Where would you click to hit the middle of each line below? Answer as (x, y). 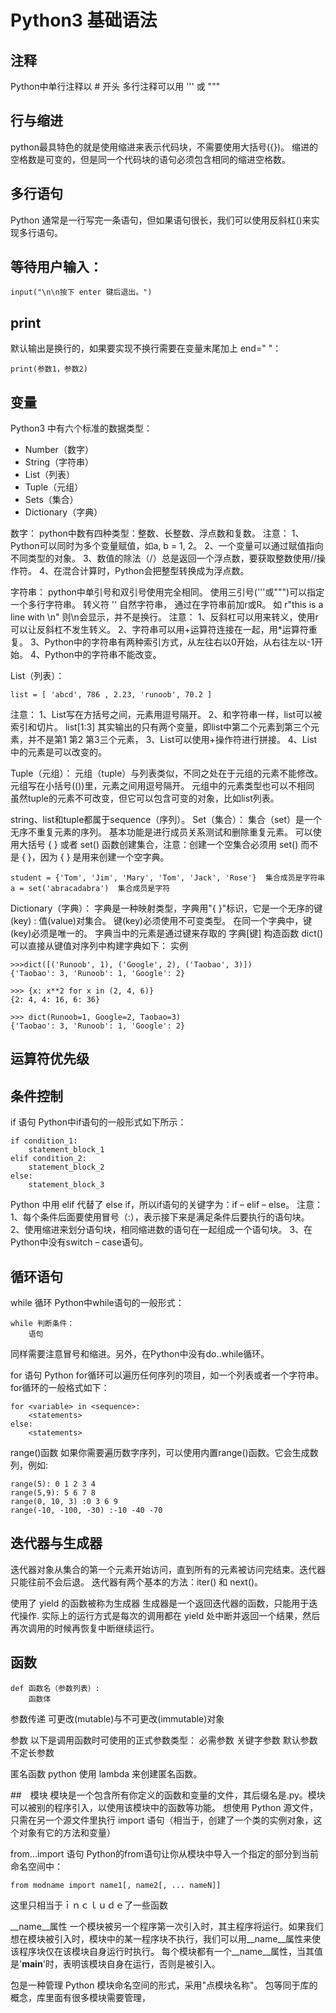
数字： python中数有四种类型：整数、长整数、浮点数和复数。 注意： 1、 (157, 533)
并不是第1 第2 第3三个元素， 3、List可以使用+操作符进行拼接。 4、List (172, 740)
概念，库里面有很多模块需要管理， (80, 1997)
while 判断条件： (42, 1324)
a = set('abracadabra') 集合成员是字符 (90, 889)
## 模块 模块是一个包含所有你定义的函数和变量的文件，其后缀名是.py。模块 (168, 1795)
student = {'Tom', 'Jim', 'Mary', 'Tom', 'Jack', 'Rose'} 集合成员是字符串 (168, 878)
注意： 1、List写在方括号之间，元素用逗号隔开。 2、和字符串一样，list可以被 (166, 715)
